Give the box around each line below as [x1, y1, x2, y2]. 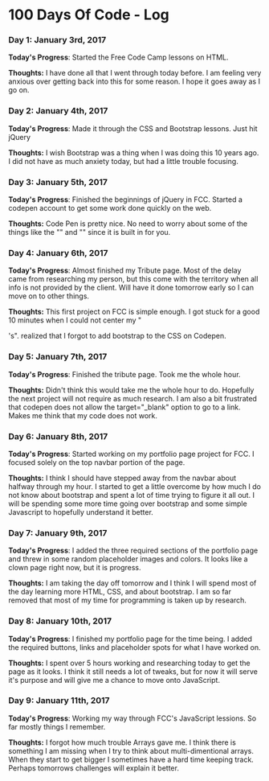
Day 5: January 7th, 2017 [8, 351, 108, 363]
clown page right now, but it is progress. [8, 563, 142, 573]
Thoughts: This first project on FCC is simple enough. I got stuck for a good [8, 307, 260, 317]
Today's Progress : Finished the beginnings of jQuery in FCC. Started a [8, 195, 243, 204]
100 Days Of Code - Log [8, 6, 170, 24]
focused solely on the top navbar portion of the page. [8, 457, 185, 467]
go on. [8, 85, 30, 95]
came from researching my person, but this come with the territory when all [8, 274, 259, 284]
